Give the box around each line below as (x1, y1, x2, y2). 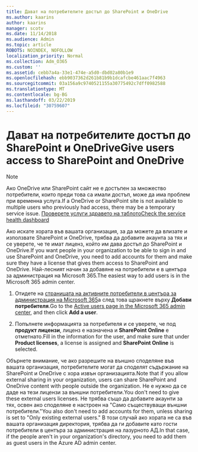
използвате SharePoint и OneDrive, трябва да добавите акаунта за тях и (6, 234, 188, 241)
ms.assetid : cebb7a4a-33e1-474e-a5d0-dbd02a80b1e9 (6, 70, 134, 76)
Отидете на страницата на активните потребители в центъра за (14, 290, 177, 297)
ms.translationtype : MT (6, 86, 65, 92)
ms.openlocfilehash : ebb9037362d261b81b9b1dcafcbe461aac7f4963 (6, 75, 166, 81)
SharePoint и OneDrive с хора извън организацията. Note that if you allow (6, 370, 189, 377)
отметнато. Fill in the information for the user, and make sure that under (14, 333, 190, 340)
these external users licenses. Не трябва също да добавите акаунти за (6, 395, 183, 402)
